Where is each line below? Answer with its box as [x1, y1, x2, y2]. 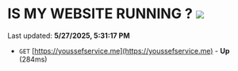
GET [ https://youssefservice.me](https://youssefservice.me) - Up [18, 46, 230, 55]
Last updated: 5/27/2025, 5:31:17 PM [7, 31, 130, 40]
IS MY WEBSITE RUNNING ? [7, 5, 194, 23]
